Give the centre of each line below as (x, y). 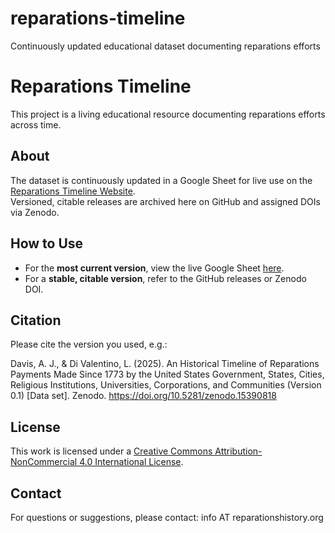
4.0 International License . (131, 462)
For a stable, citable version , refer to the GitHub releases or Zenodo (165, 278)
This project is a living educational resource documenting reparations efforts (168, 114)
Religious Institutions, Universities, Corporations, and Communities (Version (166, 385)
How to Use (47, 243)
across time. (36, 124)
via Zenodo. (35, 212)
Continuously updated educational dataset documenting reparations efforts (165, 46)
